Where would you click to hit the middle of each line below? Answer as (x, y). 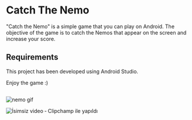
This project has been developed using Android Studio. (72, 71)
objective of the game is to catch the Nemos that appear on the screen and (96, 32)
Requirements (32, 57)
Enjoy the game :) (27, 83)
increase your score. (31, 39)
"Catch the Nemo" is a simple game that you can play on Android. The (90, 26)
